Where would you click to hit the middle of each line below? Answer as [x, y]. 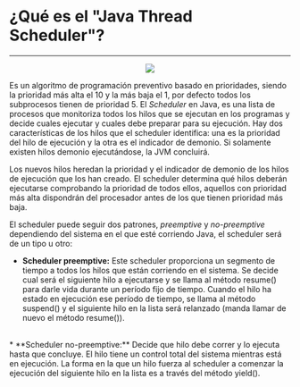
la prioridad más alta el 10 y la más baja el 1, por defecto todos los [130, 95]
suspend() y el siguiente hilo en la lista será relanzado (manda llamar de [154, 308]
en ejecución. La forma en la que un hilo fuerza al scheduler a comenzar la [146, 363]
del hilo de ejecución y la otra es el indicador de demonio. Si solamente [140, 142]
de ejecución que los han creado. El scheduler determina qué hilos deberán [148, 178]
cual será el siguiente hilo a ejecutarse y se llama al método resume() [149, 280]
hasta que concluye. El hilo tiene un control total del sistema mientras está [146, 354]
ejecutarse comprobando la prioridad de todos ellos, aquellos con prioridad [148, 188]
